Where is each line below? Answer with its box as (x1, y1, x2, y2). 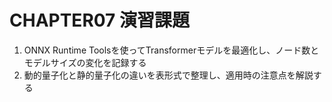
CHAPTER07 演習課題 (9, 9, 191, 32)
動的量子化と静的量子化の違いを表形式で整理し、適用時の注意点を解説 (23, 69, 314, 81)
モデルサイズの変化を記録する (23, 56, 147, 68)
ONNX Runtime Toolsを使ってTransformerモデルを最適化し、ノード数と (23, 44, 320, 56)
